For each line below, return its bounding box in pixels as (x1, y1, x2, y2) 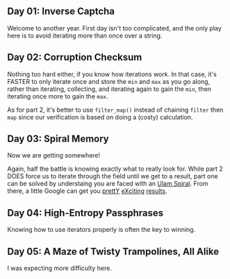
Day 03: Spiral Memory (7, 133, 109, 145)
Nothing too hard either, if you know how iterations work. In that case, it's (7, 69, 217, 78)
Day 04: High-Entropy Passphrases (7, 207, 164, 219)
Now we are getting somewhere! (7, 151, 101, 160)
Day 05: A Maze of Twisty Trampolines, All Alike (7, 246, 220, 257)
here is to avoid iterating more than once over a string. (7, 31, 163, 40)
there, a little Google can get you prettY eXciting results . (7, 187, 167, 195)
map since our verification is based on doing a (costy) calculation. (7, 112, 193, 121)
